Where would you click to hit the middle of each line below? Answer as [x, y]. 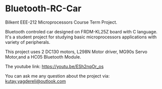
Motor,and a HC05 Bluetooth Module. [43, 57]
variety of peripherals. [28, 42]
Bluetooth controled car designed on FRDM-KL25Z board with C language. [81, 31]
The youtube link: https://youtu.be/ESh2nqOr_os [54, 66]
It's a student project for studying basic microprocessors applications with [81, 37]
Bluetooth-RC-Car [43, 9]
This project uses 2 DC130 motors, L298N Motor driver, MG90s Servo [76, 52]
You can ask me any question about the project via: [57, 76]
